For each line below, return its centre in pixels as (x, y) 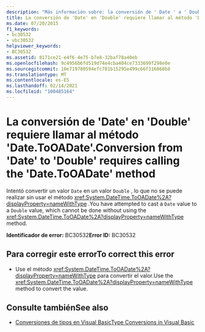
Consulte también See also (57, 308)
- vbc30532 (20, 40)
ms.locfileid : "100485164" (41, 92)
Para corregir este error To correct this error (91, 254)
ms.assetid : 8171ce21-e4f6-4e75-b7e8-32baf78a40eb (72, 57)
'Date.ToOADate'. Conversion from (95, 148)
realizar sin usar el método (40, 197)
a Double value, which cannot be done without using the (76, 210)
